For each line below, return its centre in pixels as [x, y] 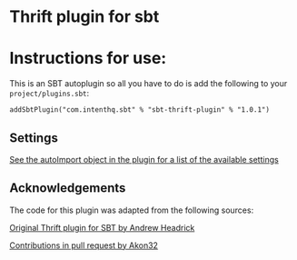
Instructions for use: [88, 59]
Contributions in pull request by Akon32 [84, 245]
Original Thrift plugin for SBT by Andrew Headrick [102, 227]
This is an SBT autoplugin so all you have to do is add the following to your [148, 84]
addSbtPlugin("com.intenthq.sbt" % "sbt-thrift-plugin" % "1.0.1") [140, 110]
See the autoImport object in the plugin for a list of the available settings [144, 159]
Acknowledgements [68, 188]
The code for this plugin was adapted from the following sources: [132, 210]
